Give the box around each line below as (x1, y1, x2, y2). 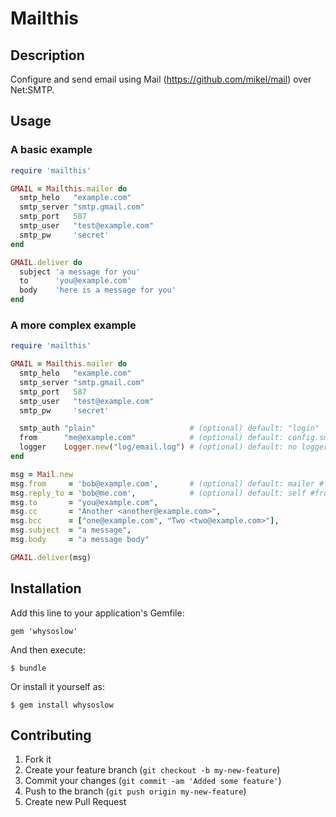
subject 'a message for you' (19, 267, 141, 277)
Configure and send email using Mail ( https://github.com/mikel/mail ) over (10, 73, 312, 85)
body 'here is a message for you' (19, 285, 177, 296)
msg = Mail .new (10, 469, 74, 479)
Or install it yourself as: (10, 680, 105, 692)
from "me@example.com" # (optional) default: (19, 433, 284, 443)
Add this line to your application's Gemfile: (10, 607, 185, 619)
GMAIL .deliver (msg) (10, 552, 92, 562)
